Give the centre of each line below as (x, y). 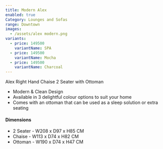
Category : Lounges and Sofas (36, 19)
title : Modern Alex (26, 10)
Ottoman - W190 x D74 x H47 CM (48, 142)
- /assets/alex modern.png (39, 34)
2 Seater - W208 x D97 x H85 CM (48, 131)
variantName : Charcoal (39, 67)
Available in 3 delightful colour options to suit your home (72, 97)
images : (14, 29)
